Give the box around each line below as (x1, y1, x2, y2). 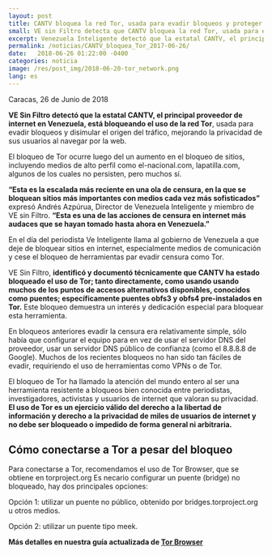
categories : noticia (8, 58, 79, 66)
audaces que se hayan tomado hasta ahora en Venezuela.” (8, 219, 210, 228)
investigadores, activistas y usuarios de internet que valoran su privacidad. (8, 394, 259, 403)
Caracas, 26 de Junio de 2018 (8, 94, 109, 104)
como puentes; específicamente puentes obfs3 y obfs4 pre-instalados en (8, 293, 262, 303)
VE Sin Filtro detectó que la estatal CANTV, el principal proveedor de (8, 110, 243, 120)
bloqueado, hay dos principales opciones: (8, 481, 148, 491)
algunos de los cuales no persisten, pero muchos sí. (8, 169, 182, 178)
